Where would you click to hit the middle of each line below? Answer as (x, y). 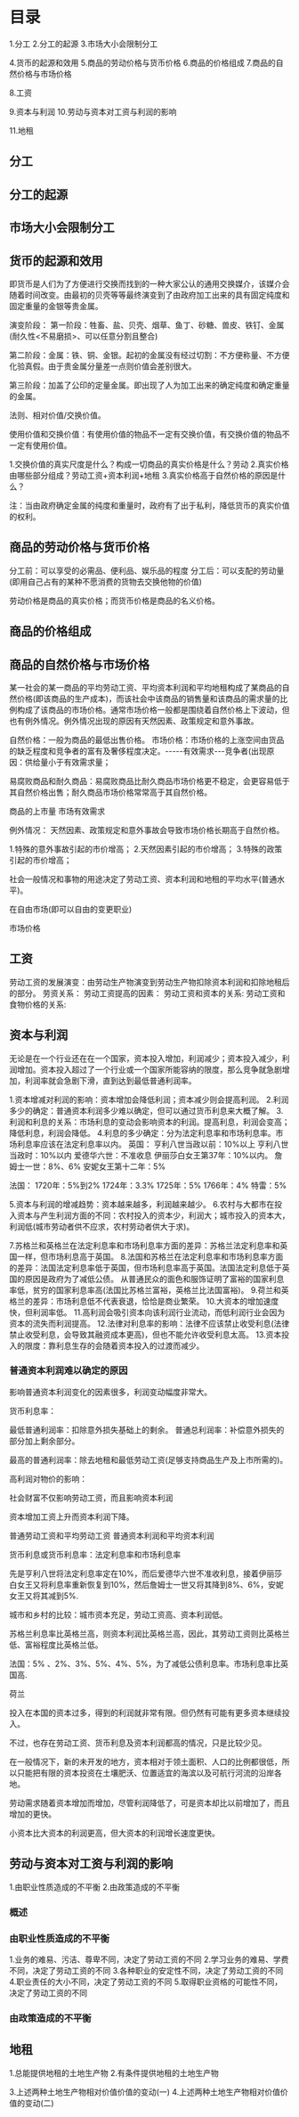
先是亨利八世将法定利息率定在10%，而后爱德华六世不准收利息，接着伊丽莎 (146, 1573)
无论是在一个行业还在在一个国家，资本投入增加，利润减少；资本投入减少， (145, 1058)
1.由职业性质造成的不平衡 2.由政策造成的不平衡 (95, 1887)
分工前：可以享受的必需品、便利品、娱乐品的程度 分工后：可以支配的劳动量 (147, 570)
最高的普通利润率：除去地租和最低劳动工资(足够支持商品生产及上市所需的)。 (149, 1459)
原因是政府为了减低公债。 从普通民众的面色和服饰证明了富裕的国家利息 (154, 1279)
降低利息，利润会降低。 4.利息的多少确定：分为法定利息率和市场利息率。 (142, 1132)
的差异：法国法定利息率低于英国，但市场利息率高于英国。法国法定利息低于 (145, 1267)
